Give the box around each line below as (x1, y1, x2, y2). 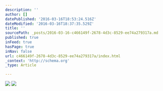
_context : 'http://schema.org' (5, 58, 70, 63)
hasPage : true (5, 44, 35, 49)
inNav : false (5, 49, 32, 54)
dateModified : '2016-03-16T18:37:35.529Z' (5, 21, 94, 26)
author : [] (5, 12, 28, 17)
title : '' (5, 26, 26, 31)
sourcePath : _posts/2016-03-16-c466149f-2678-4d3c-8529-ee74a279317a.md (5, 30, 159, 35)
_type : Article (5, 63, 37, 68)
